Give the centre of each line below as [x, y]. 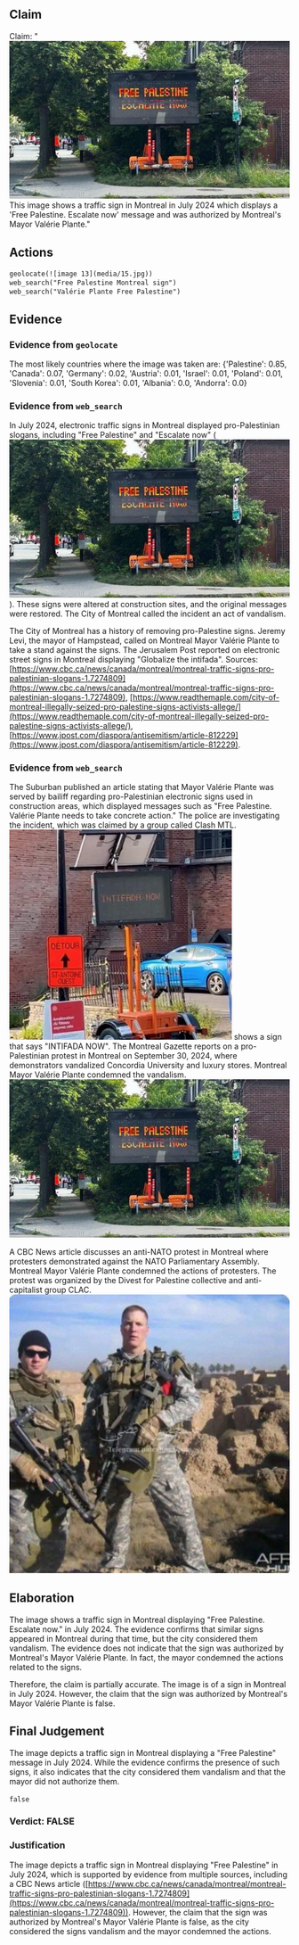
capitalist [26, 1290]
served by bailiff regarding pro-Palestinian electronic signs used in [131, 796]
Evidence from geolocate [64, 344]
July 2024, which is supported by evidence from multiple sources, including [148, 1874]
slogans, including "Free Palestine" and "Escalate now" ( [113, 435]
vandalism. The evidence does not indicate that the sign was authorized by [147, 1648]
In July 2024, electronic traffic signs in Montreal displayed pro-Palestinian [145, 425]
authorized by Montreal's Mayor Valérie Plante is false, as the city [129, 1922]
